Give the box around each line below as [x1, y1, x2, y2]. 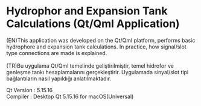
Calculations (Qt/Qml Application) [6, 17, 180, 31]
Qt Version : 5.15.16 [6, 86, 53, 93]
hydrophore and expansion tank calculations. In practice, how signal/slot [6, 43, 187, 50]
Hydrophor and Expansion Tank [6, 4, 168, 18]
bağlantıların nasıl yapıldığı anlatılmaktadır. [6, 75, 112, 82]
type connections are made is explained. [6, 49, 107, 56]
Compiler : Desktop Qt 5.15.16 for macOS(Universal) [6, 93, 134, 100]
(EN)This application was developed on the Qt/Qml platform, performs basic [6, 37, 196, 44]
